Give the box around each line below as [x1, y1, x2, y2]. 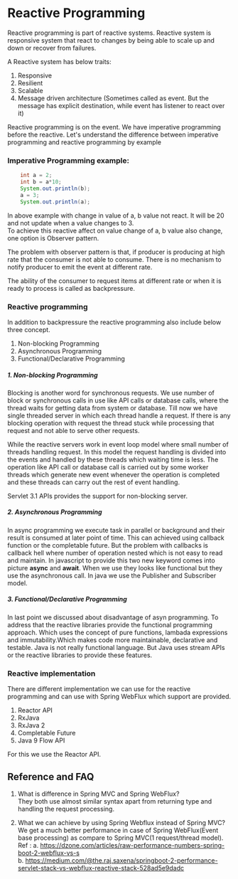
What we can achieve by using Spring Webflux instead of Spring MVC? [17, 818, 226, 826]
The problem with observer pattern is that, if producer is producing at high [7, 247, 225, 256]
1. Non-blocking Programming [7, 371, 98, 379]
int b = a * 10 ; [20, 179, 62, 186]
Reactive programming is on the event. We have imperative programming [7, 122, 222, 131]
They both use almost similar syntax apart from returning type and [17, 797, 212, 805]
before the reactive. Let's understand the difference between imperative [7, 130, 219, 139]
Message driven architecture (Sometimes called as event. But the [17, 94, 210, 102]
